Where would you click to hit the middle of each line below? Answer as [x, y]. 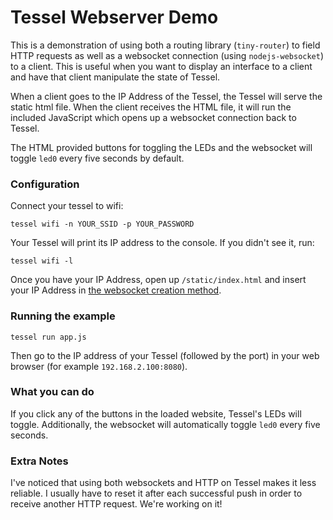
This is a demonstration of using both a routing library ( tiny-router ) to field [165, 45]
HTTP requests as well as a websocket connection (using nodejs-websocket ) [167, 55]
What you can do [52, 392]
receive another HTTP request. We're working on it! [116, 504]
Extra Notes [39, 461]
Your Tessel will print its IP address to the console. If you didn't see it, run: [162, 243]
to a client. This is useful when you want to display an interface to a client [161, 66]
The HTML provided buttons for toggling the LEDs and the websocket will [161, 147]
